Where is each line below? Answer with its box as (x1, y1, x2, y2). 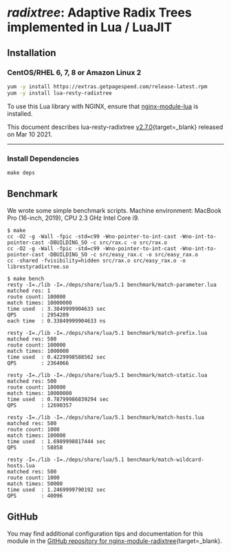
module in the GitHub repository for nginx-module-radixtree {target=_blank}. (7, 536, 223, 545)
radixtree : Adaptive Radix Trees (7, 5, 192, 21)
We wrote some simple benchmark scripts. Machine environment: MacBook (7, 206, 222, 214)
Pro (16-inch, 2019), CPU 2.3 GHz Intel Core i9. (7, 214, 140, 222)
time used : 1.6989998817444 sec (7, 438, 107, 445)
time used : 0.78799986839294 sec (7, 396, 109, 402)
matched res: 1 (7, 287, 51, 294)
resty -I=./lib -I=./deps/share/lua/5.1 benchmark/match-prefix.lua (7, 329, 208, 336)
